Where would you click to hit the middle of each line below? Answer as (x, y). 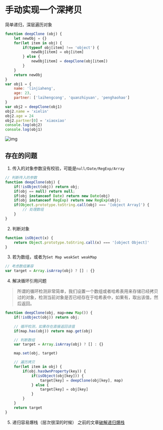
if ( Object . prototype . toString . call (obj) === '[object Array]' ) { (82, 205)
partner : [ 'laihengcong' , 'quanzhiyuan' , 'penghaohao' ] (72, 98)
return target (28, 407)
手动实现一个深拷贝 (44, 10)
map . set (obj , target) (36, 354)
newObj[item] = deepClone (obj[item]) (70, 61)
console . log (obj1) (24, 130)
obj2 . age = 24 (20, 116)
